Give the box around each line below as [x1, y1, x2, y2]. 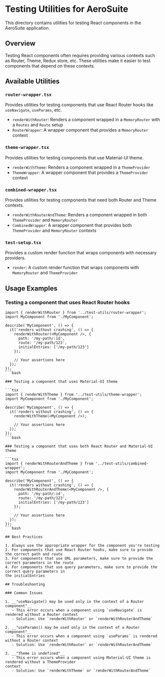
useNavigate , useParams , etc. [5, 107, 62, 113]
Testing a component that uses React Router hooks [5, 299, 130, 306]
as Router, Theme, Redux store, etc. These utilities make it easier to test [5, 58, 151, 64]
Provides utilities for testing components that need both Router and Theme [5, 197, 157, 203]
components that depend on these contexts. [5, 63, 95, 69]
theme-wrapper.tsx [5, 144, 49, 150]
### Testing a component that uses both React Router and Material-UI [5, 444, 153, 449]
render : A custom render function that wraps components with [12, 265, 139, 271]
